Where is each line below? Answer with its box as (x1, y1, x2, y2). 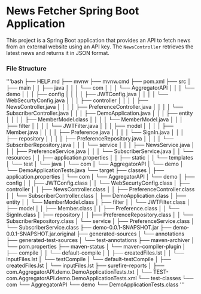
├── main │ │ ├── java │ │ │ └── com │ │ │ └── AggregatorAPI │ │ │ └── (6, 84, 195, 91)
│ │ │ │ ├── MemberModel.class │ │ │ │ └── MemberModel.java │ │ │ (6, 116, 184, 123)
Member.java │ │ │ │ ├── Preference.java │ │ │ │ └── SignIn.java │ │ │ (6, 128, 184, 136)
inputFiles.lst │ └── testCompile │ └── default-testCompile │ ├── (6, 256, 172, 263)
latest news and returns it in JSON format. (6, 49, 109, 56)
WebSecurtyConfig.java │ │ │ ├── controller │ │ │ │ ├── (6, 97, 148, 104)
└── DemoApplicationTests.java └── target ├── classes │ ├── (6, 167, 165, 174)
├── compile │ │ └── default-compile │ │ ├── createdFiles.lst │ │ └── (6, 249, 184, 256)
